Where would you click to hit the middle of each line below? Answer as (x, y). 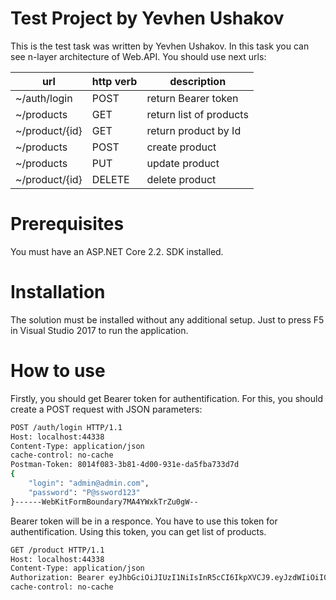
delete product (181, 179)
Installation (58, 292)
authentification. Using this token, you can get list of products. (138, 531)
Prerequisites (67, 224)
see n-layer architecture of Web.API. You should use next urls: (138, 56)
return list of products (197, 114)
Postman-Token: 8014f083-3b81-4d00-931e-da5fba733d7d (125, 465)
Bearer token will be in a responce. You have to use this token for (144, 521)
